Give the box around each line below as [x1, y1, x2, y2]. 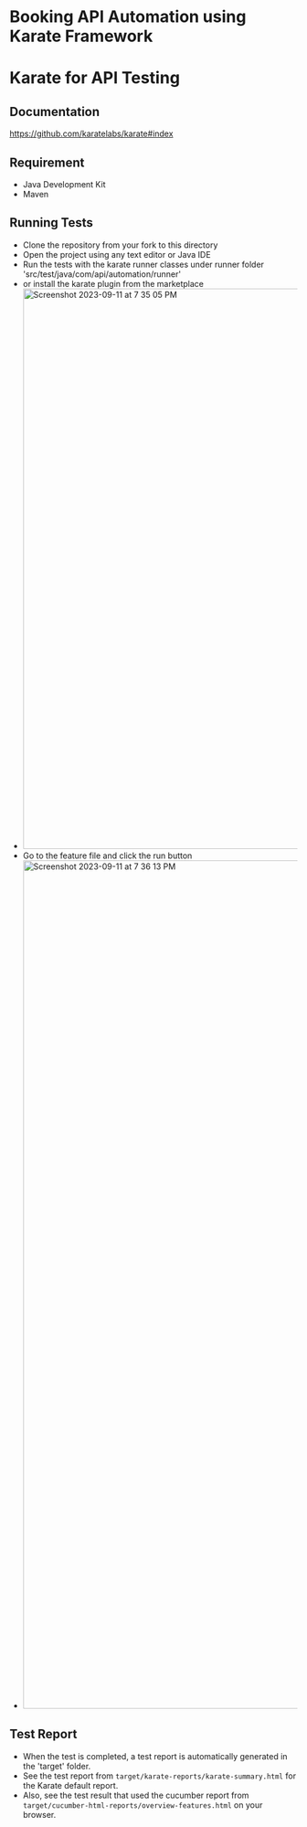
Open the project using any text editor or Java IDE [22, 249, 212, 260]
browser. [22, 1809, 57, 1820]
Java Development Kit [22, 179, 106, 189]
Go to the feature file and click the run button [22, 850, 193, 861]
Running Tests [9, 215, 93, 230]
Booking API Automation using [9, 6, 247, 27]
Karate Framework [9, 26, 153, 47]
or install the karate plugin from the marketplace [22, 278, 204, 289]
